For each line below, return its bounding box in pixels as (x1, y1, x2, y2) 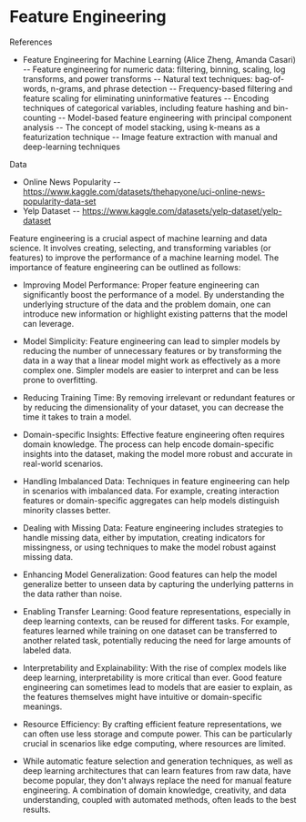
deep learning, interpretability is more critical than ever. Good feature (22, 672, 282, 683)
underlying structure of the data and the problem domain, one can (22, 299, 271, 310)
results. (22, 804, 52, 815)
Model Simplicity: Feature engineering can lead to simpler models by (22, 335, 280, 347)
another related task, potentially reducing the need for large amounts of (22, 634, 291, 645)
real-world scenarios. (22, 458, 104, 469)
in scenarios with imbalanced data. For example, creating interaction (22, 485, 280, 496)
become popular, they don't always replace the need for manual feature (22, 775, 292, 786)
